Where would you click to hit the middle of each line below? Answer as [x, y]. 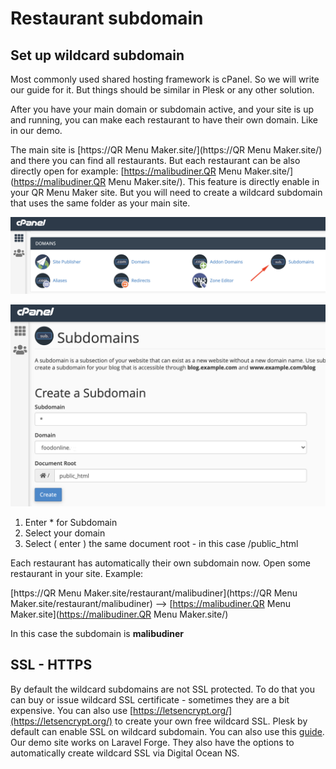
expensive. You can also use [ [72, 710]
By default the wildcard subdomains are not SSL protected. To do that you [162, 689]
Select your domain [65, 533]
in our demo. [36, 130]
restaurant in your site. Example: [77, 573]
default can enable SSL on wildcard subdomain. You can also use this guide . [167, 731]
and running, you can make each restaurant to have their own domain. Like [164, 120]
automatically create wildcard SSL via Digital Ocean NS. [125, 753]
